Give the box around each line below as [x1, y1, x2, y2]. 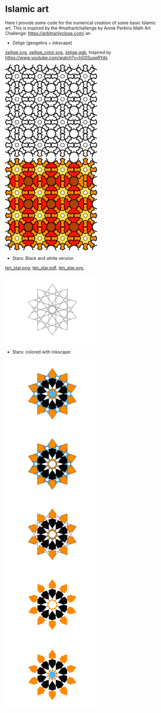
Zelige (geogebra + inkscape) [12, 39, 73, 45]
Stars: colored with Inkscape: [12, 349, 72, 355]
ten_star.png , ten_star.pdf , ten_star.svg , [5, 265, 84, 271]
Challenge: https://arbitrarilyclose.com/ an [5, 30, 91, 36]
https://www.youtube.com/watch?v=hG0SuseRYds [5, 54, 108, 60]
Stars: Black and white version [12, 255, 74, 261]
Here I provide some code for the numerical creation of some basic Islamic [5, 20, 156, 26]
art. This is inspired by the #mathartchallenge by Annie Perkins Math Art [5, 25, 151, 31]
